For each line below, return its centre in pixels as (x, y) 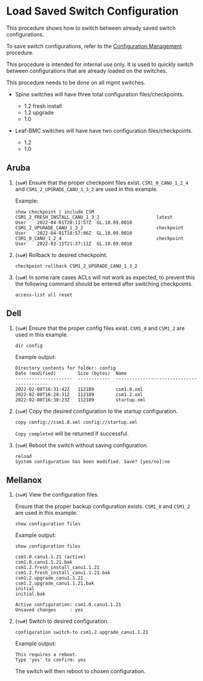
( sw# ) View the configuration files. (57, 495)
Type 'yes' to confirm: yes (50, 660)
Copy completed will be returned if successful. (72, 433)
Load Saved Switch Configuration (92, 11)
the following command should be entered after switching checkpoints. (104, 284)
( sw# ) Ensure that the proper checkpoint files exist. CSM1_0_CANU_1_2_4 (102, 183)
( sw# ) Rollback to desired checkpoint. (61, 255)
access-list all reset (44, 295)
